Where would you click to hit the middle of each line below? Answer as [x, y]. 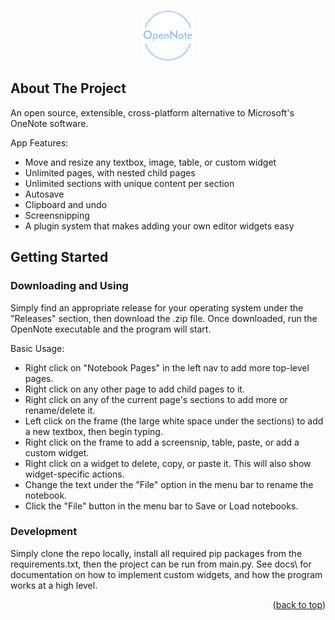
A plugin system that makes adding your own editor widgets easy [159, 226]
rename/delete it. [60, 410]
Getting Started [59, 257]
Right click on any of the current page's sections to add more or [156, 399]
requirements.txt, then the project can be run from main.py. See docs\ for [161, 564]
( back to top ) [299, 604]
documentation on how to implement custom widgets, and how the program [166, 574]
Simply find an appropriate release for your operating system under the [157, 307]
